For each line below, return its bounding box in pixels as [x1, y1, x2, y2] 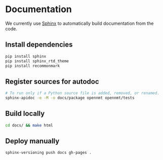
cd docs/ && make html [5, 123, 53, 128]
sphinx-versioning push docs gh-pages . [5, 150, 92, 155]
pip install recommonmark [5, 63, 60, 68]
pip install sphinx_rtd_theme [5, 58, 69, 64]
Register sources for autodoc [5, 77, 100, 86]
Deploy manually [5, 137, 60, 145]
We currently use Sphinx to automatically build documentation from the [5, 20, 154, 26]
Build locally [5, 109, 45, 118]
